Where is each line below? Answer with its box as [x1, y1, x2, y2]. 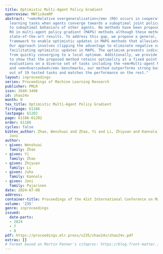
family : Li [9, 165, 32, 170]
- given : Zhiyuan [5, 161, 40, 166]
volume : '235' [5, 201, 34, 206]
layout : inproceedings [5, 75, 51, 80]
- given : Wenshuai [5, 143, 42, 148]
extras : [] [5, 237, 27, 242]
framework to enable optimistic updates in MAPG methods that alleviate [9, 39, 160, 44]
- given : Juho [5, 169, 34, 175]
